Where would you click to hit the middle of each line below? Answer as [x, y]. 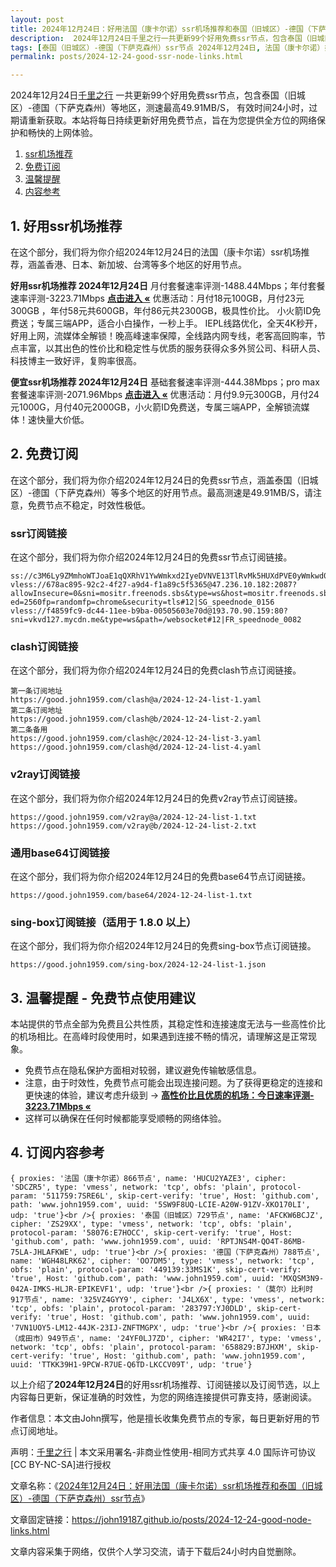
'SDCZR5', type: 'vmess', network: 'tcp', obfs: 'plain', [133, 1187]
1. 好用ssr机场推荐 [66, 226]
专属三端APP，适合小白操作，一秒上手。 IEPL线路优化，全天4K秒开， [179, 323]
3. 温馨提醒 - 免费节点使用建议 [103, 997]
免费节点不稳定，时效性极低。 [89, 505]
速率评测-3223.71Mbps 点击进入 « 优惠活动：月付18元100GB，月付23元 [157, 298]
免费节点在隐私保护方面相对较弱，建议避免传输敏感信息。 [143, 1070]
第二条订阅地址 [36, 711]
